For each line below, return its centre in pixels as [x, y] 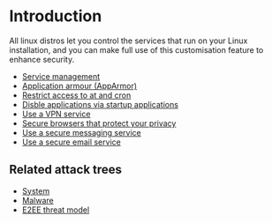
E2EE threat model [56, 210]
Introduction [56, 16]
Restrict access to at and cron [76, 95]
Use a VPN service [56, 114]
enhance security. [42, 59]
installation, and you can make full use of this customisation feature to [136, 49]
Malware [38, 200]
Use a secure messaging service [81, 132]
